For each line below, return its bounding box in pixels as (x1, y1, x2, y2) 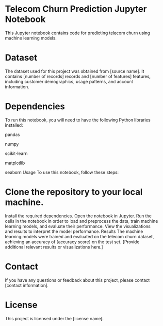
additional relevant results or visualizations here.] (5, 244, 103, 249)
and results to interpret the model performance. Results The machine (5, 228, 143, 234)
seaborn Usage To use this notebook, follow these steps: (5, 169, 119, 175)
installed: (5, 122, 23, 128)
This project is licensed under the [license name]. (5, 315, 104, 321)
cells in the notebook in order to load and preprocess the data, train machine (5, 218, 158, 224)
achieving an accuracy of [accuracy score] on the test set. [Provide (5, 239, 140, 245)
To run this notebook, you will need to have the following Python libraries (5, 117, 151, 123)
